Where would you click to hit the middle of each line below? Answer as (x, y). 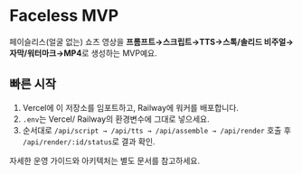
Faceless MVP (64, 16)
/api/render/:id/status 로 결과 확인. (89, 142)
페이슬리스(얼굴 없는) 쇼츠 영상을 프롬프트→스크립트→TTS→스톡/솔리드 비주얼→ (151, 41)
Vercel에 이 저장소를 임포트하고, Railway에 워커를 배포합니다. (131, 107)
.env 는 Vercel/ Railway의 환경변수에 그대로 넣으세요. (116, 119)
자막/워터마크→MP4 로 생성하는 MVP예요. (83, 53)
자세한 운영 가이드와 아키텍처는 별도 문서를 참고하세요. (105, 160)
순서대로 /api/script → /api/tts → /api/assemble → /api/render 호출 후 (157, 130)
